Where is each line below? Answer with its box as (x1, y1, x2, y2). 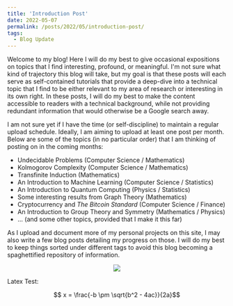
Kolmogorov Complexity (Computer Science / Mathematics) (17, 163, 189, 172)
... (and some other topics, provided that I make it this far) (17, 215, 182, 223)
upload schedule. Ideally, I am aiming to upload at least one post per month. (7, 128, 225, 136)
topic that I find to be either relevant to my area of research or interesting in (7, 85, 223, 93)
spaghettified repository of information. (7, 251, 120, 259)
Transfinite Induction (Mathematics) (17, 171, 120, 179)
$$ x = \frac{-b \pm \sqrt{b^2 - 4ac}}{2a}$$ (53, 291, 181, 299)
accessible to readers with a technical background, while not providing (7, 99, 210, 108)
